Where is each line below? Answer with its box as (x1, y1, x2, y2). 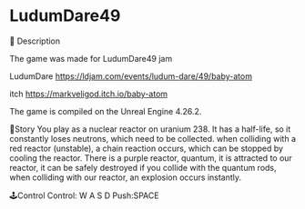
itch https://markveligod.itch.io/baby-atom (9, 88, 168, 99)
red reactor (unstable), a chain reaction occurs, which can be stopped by (9, 143, 284, 154)
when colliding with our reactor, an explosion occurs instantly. (9, 172, 242, 183)
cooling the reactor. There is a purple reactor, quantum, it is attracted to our (9, 152, 293, 164)
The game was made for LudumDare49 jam (9, 53, 173, 64)
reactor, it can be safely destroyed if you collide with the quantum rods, (9, 162, 277, 173)
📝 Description (9, 35, 61, 46)
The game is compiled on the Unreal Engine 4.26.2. (9, 105, 202, 116)
